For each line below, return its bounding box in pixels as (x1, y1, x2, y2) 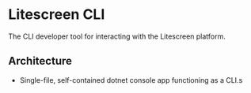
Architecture (8, 54, 73, 68)
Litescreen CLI (8, 6, 105, 24)
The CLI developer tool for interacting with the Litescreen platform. (8, 32, 226, 41)
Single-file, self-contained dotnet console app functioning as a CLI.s (19, 75, 243, 84)
